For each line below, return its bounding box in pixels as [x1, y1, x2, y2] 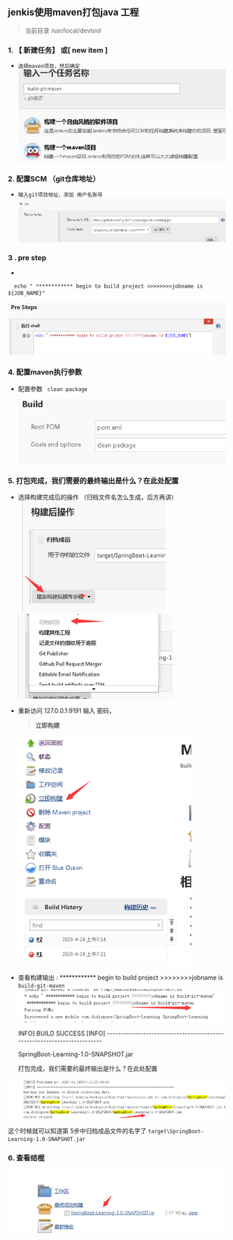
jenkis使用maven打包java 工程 [8, 6, 139, 19]
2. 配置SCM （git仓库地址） [8, 174, 100, 184]
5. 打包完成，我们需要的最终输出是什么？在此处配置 [8, 475, 179, 485]
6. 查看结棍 [8, 1153, 45, 1163]
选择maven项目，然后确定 [17, 63, 80, 70]
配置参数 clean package [17, 384, 88, 393]
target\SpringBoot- [148, 1128, 205, 1135]
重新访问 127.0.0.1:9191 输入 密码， [17, 706, 115, 715]
